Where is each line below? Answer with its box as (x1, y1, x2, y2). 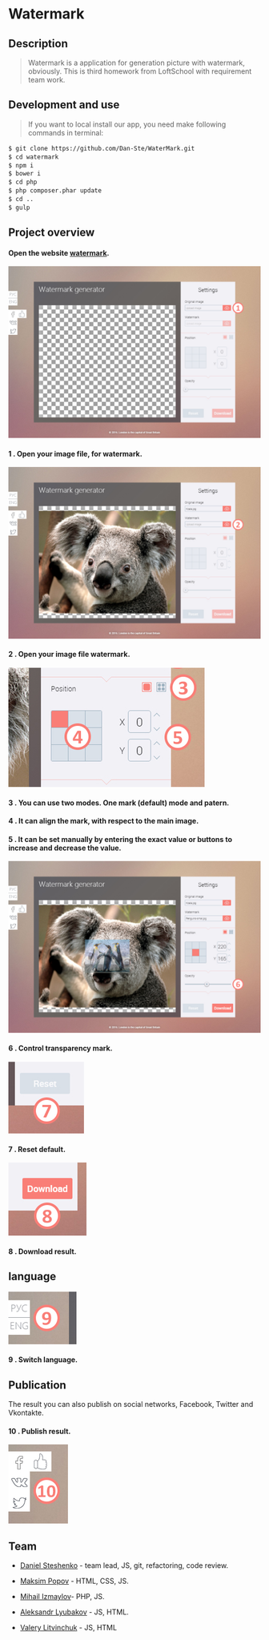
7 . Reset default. (8, 1144, 66, 1154)
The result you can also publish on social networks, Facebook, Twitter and (8, 1400, 254, 1409)
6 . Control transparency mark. (8, 1043, 113, 1054)
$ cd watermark (8, 153, 59, 161)
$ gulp (8, 203, 30, 212)
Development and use (8, 98, 120, 112)
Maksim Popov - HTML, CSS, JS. (19, 1576, 130, 1586)
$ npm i (8, 161, 34, 169)
